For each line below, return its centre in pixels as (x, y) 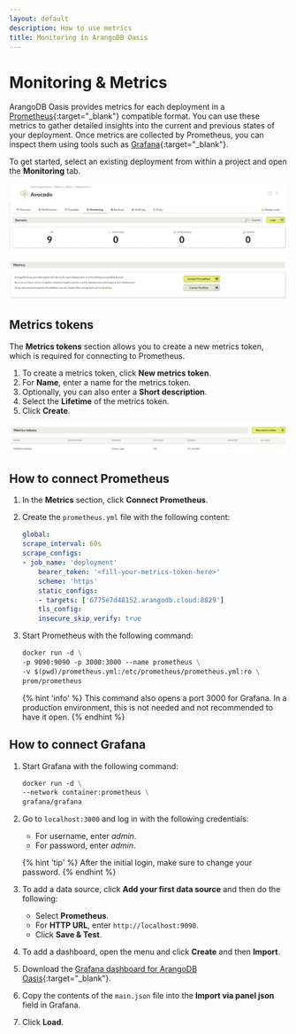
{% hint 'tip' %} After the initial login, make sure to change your (137, 863)
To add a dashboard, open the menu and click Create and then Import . (151, 952)
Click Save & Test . (68, 935)
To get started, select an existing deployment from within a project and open (148, 162)
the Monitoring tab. (45, 171)
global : (36, 535)
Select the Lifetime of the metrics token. (95, 401)
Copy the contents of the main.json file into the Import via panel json (148, 996)
